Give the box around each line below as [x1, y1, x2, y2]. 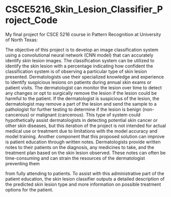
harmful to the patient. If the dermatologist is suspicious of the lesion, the [5, 95, 160, 102]
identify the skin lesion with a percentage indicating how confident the [5, 63, 153, 69]
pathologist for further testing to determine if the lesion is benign [5, 106, 141, 112]
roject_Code [5, 14, 58, 26]
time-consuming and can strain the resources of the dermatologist [5, 155, 145, 161]
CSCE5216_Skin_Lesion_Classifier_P [5, 4, 163, 15]
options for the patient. [5, 186, 54, 192]
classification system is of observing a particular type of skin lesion [5, 68, 147, 75]
